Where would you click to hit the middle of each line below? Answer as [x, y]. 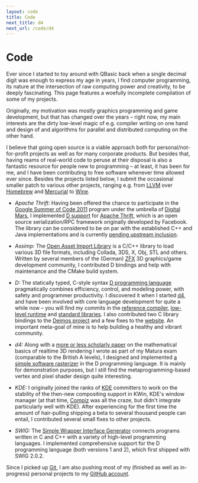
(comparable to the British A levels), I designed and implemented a [96, 357]
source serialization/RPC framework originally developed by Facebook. [101, 222]
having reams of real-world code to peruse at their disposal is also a [89, 160]
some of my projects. [32, 99]
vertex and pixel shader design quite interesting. [73, 376]
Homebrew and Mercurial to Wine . [48, 192]
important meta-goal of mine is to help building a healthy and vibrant [98, 327]
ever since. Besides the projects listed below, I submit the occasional [90, 179]
